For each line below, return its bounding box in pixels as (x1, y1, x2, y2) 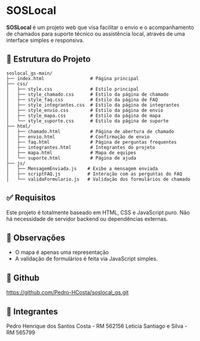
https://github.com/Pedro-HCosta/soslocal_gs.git (6, 289, 129, 296)
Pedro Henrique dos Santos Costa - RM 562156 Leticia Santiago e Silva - (6, 322, 187, 329)
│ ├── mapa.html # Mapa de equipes (6, 150, 137, 156)
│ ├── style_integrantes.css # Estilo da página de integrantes (6, 102, 180, 108)
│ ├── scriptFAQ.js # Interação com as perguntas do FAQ (6, 171, 182, 177)
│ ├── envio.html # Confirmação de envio (6, 134, 150, 140)
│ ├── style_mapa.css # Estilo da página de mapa (6, 113, 161, 119)
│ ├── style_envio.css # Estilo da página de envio (6, 107, 164, 113)
